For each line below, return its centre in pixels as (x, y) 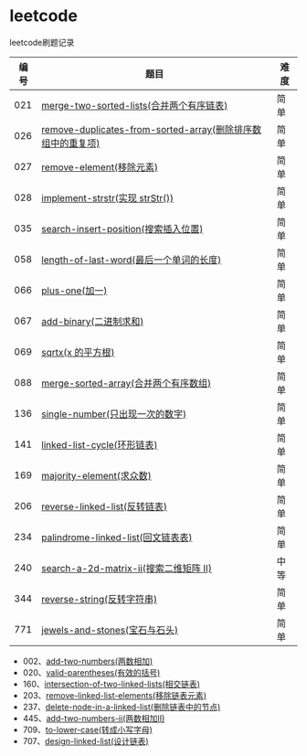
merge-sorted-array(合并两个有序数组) (126, 383)
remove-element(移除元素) (99, 167)
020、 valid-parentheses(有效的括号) (91, 672)
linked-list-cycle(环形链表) (99, 444)
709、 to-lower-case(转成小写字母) (88, 729)
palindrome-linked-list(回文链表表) (116, 538)
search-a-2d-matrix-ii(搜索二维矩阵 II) (126, 568)
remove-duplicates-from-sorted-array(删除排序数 (151, 129)
